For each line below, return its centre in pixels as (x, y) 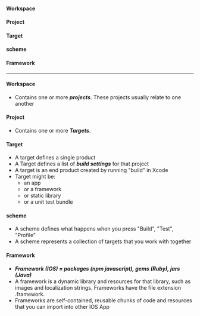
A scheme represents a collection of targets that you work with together (103, 241)
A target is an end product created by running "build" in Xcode (91, 170)
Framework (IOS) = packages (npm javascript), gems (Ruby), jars (97, 268)
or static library (42, 196)
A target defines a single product (55, 158)
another (24, 103)
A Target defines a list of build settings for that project (82, 164)
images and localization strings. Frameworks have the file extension (98, 287)
